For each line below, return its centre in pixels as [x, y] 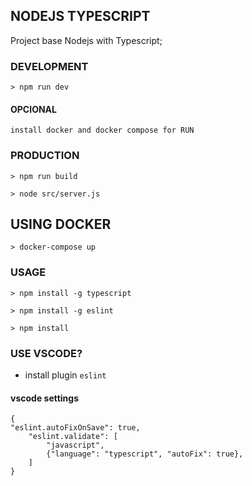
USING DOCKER [61, 224]
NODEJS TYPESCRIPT [80, 16]
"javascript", [75, 445]
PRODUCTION [45, 156]
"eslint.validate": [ [73, 437]
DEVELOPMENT [49, 66]
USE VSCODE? [46, 353]
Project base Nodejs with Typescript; [86, 40]
